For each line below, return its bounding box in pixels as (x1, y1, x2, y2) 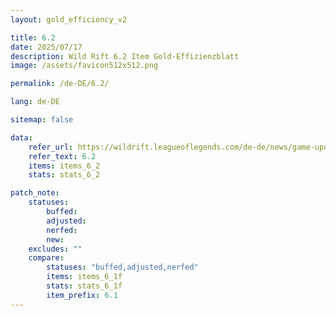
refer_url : (28, 142, 74, 152)
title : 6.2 (10, 32, 56, 43)
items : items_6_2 (28, 161, 101, 171)
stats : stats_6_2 (28, 170, 101, 180)
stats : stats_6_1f (46, 281, 123, 291)
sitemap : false (10, 115, 74, 125)
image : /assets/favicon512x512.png (10, 61, 159, 71)
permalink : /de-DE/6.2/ (10, 79, 110, 89)
